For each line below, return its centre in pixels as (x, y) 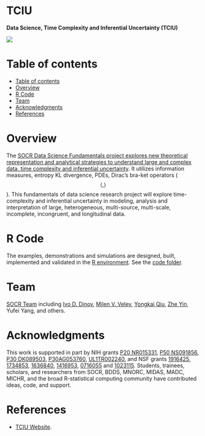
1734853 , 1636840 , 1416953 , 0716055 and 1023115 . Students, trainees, (96, 365)
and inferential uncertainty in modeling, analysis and (102, 201)
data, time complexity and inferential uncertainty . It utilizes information (95, 168)
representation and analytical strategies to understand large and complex (99, 162)
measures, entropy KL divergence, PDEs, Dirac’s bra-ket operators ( (92, 175)
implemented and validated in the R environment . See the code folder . (95, 262)
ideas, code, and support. (39, 385)
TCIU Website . (33, 427)
